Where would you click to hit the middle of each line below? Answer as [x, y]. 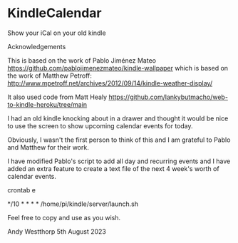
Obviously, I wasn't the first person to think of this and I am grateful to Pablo [119, 140]
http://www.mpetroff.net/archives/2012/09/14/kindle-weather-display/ [110, 83]
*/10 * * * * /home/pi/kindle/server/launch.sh [73, 204]
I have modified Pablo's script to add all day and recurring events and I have [119, 161]
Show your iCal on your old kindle [57, 33]
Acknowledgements [37, 46]
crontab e [21, 190]
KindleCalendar [55, 13]
